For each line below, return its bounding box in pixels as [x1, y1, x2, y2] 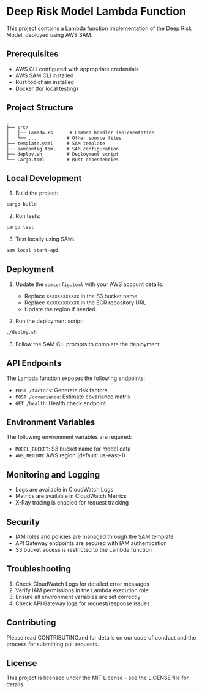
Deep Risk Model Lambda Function [6, 4, 187, 18]
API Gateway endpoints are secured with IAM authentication [15, 539, 167, 547]
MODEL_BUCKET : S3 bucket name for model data [15, 445, 131, 452]
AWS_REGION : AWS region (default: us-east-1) [15, 452, 125, 459]
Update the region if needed [24, 305, 96, 312]
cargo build [6, 201, 37, 207]
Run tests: [15, 212, 41, 220]
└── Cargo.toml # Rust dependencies [6, 157, 119, 163]
